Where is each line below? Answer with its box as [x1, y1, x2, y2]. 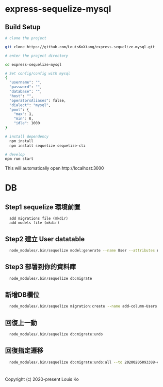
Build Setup [5, 23, 41, 31]
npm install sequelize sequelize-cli [9, 143, 86, 148]
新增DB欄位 [5, 291, 40, 299]
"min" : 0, [14, 116, 34, 121]
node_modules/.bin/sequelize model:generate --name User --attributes [9, 248, 155, 253]
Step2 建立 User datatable [5, 235, 85, 243]
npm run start [5, 156, 34, 161]
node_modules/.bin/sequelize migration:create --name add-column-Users [9, 304, 158, 309]
